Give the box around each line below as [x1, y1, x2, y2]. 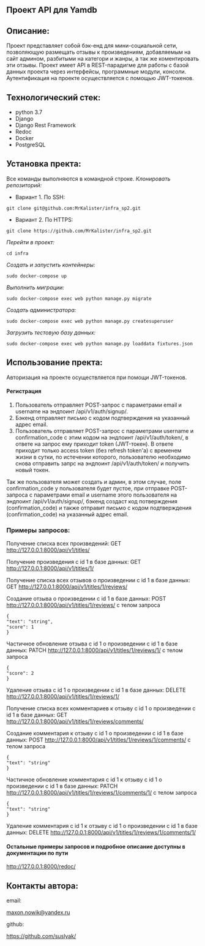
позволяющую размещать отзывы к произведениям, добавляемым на [6, 48, 191, 56]
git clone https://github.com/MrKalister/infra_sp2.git [6, 228, 152, 234]
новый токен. [15, 466, 50, 473]
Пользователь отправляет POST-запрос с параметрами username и [15, 427, 194, 434]
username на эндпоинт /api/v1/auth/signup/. [15, 407, 129, 415]
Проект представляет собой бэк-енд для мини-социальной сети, [6, 42, 177, 50]
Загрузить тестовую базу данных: [6, 329, 96, 336]
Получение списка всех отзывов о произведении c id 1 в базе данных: [6, 577, 191, 584]
